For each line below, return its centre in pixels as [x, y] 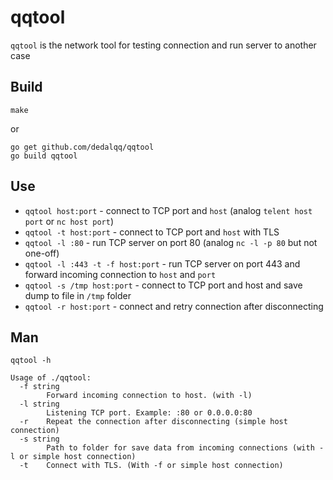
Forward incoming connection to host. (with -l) [149, 396]
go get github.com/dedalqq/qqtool [82, 147]
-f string [39, 387]
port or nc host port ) [69, 221]
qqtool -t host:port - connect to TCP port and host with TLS [152, 232]
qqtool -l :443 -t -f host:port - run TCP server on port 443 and [162, 263]
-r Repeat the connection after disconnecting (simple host [153, 422]
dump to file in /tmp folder [78, 295]
